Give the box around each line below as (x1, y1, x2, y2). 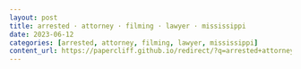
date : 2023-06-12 (9, 30, 74, 39)
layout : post (9, 13, 58, 22)
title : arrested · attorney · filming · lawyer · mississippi (9, 22, 246, 30)
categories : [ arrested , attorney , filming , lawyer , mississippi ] (9, 38, 258, 47)
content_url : (9, 47, 58, 56)
